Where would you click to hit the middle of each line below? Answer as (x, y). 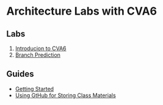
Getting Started (34, 89)
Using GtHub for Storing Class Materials (65, 95)
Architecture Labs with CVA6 (82, 11)
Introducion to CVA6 (41, 48)
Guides (20, 74)
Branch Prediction (38, 55)
